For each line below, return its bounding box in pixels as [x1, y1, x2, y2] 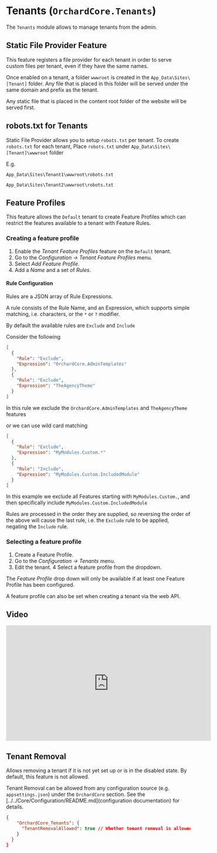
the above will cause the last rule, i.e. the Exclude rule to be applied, [6, 517, 170, 524]
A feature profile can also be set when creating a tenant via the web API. [6, 592, 181, 599]
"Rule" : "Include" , [16, 466, 64, 472]
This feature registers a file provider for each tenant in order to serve [6, 56, 172, 63]
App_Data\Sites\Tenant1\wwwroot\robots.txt [6, 171, 114, 177]
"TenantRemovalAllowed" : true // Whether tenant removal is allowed [21, 826, 192, 832]
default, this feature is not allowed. [6, 773, 89, 780]
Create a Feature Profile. [14, 551, 74, 558]
